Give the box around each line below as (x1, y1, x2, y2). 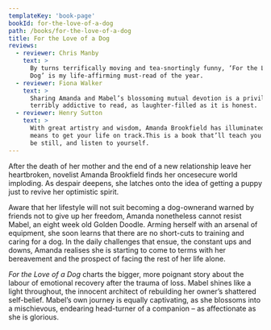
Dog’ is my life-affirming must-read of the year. (29, 72, 204, 80)
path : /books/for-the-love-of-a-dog (8, 27, 131, 35)
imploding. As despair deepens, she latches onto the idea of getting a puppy (8, 178, 263, 188)
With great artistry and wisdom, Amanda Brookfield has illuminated (29, 124, 265, 132)
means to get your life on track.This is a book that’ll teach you (29, 131, 262, 139)
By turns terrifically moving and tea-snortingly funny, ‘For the (29, 64, 258, 72)
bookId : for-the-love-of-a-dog (8, 19, 114, 27)
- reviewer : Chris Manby (15, 49, 99, 57)
